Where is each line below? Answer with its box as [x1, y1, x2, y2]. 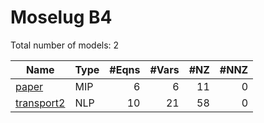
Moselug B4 [10, 6, 113, 29]
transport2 [15, 96, 66, 110]
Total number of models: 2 [10, 39, 120, 51]
